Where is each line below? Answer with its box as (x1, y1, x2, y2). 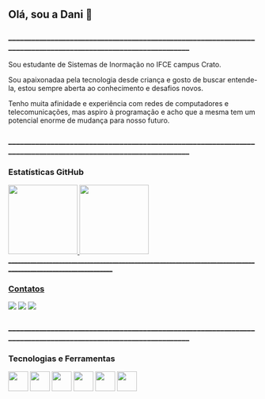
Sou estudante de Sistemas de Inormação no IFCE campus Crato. (8, 59, 221, 69)
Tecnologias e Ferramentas (8, 353, 115, 364)
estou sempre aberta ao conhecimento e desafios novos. (17, 83, 204, 93)
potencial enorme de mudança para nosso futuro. (8, 116, 170, 125)
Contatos (8, 283, 45, 294)
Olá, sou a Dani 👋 (8, 8, 93, 21)
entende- (227, 74, 258, 84)
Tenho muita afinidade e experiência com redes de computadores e (8, 98, 229, 108)
